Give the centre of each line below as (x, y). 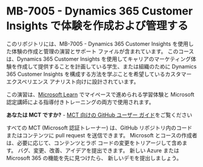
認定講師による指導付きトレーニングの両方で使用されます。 (80, 102)
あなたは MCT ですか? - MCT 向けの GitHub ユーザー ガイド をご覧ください (99, 115)
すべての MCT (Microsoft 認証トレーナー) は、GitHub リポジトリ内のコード (99, 128)
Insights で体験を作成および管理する (98, 26)
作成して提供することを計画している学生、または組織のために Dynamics (107, 66)
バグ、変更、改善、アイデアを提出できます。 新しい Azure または (99, 150)
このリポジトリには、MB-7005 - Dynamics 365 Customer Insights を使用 (98, 44)
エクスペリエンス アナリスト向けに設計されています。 (73, 81)
